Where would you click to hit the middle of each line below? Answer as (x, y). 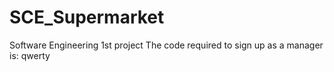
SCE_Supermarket (87, 17)
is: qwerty (30, 55)
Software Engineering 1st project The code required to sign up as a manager (166, 45)
